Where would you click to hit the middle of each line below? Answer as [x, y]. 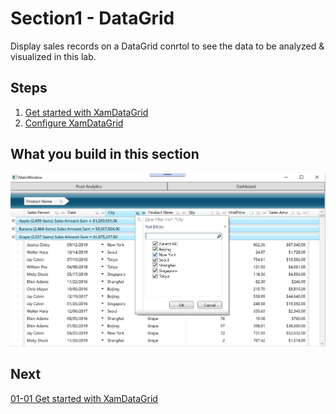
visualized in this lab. [53, 56]
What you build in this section [105, 154]
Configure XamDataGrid [74, 123]
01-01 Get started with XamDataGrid [84, 398]
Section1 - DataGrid [92, 18]
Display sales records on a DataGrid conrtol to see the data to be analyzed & [167, 46]
